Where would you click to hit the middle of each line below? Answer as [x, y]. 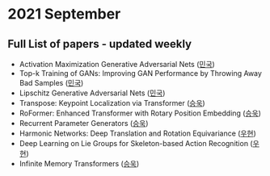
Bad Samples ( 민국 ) [51, 83]
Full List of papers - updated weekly [99, 44]
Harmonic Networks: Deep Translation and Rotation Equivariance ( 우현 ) [137, 133]
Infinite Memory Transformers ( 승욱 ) [79, 163]
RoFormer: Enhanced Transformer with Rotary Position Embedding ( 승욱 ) [140, 113]
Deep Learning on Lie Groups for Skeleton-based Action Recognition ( [136, 143]
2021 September [64, 14]
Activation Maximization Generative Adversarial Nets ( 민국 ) [117, 64]
